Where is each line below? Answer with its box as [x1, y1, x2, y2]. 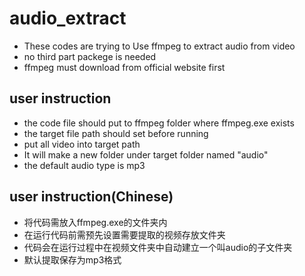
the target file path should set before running [23, 127, 209, 139]
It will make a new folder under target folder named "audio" [23, 148, 269, 161]
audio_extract [9, 7, 127, 30]
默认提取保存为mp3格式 [23, 253, 122, 266]
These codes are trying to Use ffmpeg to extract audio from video [23, 40, 296, 52]
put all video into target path [23, 138, 141, 150]
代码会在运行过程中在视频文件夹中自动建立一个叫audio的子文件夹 [23, 241, 293, 253]
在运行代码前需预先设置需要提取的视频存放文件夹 [23, 228, 226, 241]
